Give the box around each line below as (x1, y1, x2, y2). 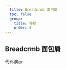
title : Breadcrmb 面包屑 (9, 7, 58, 12)
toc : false (9, 12, 32, 17)
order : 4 (14, 25, 32, 30)
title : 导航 (14, 21, 37, 26)
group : (9, 16, 23, 21)
